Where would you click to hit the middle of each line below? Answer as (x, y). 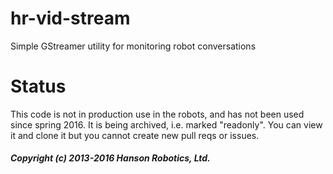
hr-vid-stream (70, 18)
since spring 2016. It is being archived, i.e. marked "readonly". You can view (166, 124)
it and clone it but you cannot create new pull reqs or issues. (135, 135)
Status (38, 86)
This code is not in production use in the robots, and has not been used (157, 114)
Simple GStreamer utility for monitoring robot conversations (133, 46)
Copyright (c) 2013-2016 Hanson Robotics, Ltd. (110, 158)
